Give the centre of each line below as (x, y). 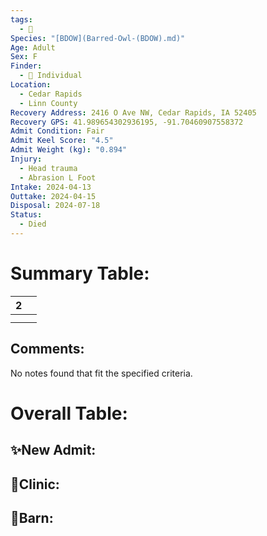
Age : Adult (33, 47)
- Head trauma (48, 168)
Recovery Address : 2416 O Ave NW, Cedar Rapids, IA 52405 (133, 112)
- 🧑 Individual (51, 76)
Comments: (47, 349)
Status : (26, 215)
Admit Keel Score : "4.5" (62, 141)
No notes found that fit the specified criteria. (101, 373)
